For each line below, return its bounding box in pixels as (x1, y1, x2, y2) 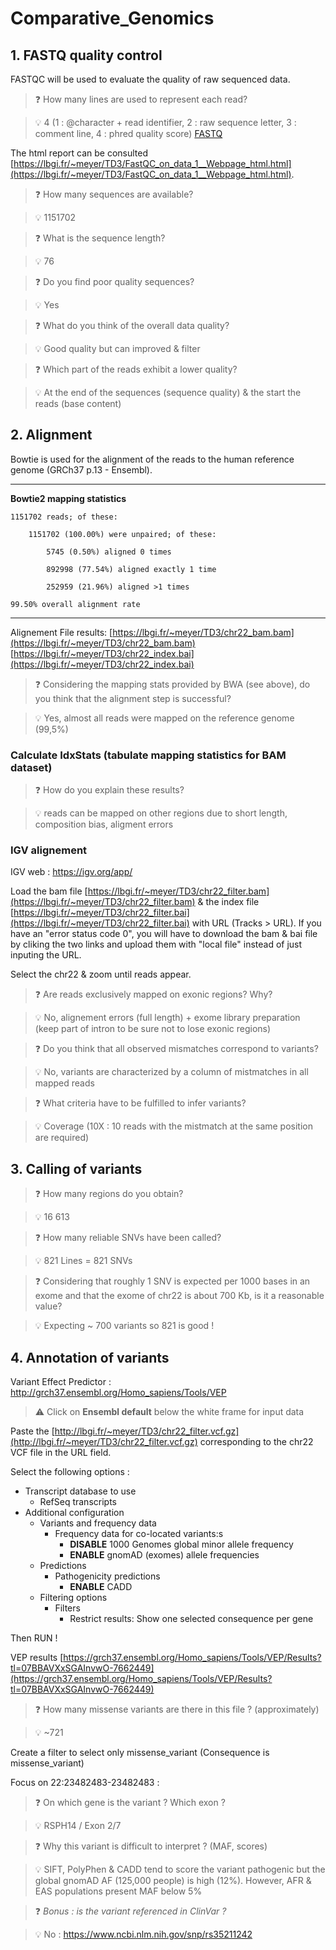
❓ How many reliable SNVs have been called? (34, 1232, 222, 1244)
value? (34, 1300, 63, 1312)
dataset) (10, 760, 53, 774)
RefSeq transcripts (39, 1496, 117, 1508)
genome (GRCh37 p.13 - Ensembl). (10, 463, 153, 476)
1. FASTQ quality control (10, 47, 163, 64)
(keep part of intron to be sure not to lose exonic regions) (34, 1023, 272, 1035)
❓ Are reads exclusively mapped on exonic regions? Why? (34, 988, 273, 1001)
